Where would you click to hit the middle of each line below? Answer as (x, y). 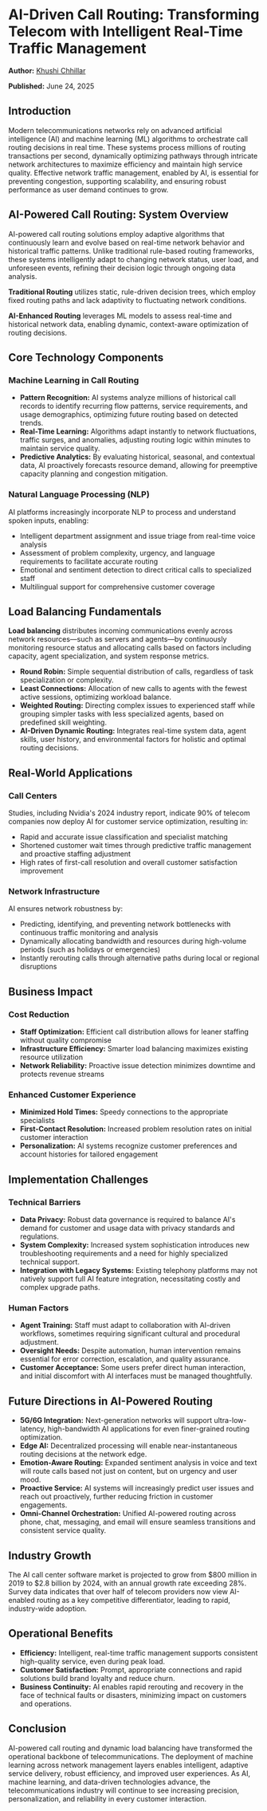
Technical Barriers (45, 1202)
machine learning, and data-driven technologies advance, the (110, 1782)
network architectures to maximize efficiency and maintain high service (126, 164)
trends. (31, 423)
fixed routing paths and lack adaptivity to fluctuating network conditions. (128, 300)
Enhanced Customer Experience (73, 1094)
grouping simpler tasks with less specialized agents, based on (122, 714)
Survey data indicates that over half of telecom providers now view (118, 1591)
